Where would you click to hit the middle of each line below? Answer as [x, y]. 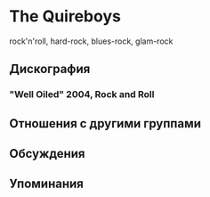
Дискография [50, 69]
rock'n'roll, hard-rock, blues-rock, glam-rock [91, 41]
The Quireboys [65, 16]
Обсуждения [47, 154]
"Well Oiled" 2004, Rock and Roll [82, 94]
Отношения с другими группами [105, 123]
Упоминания [47, 184]
